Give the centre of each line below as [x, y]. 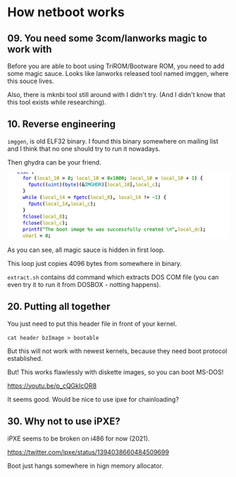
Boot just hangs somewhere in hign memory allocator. [86, 466]
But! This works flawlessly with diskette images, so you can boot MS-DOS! [116, 372]
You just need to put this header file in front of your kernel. [92, 324]
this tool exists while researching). [57, 102]
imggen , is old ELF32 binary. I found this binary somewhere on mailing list [113, 141]
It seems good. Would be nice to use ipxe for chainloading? [93, 399]
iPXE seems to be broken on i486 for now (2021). [79, 438]
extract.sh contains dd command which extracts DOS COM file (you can [113, 277]
